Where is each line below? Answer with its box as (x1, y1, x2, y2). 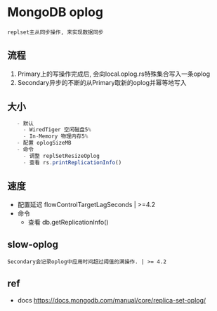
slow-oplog (7, 238, 58, 250)
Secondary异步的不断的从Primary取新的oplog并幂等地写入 (17, 78, 187, 86)
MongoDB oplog (7, 4, 104, 20)
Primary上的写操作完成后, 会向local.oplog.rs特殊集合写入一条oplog (17, 70, 211, 78)
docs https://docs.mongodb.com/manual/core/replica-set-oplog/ (17, 296, 206, 305)
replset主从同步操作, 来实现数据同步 (7, 29, 104, 36)
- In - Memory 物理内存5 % (22, 133, 88, 140)
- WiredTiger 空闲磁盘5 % (22, 126, 91, 133)
